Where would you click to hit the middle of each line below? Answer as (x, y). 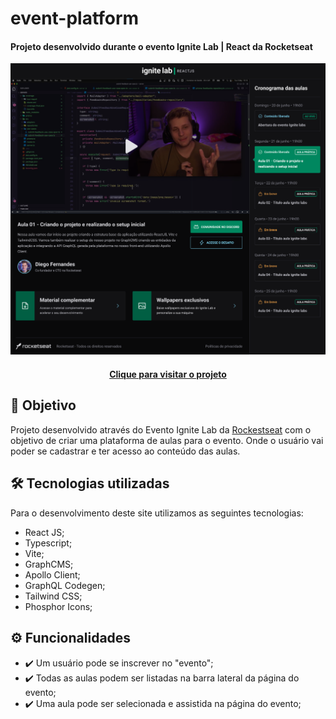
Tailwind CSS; (53, 596)
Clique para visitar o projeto (168, 374)
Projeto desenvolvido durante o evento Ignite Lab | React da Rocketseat (161, 46)
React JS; (44, 532)
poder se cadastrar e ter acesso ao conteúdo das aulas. (125, 451)
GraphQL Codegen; (65, 585)
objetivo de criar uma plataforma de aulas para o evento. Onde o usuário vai (167, 440)
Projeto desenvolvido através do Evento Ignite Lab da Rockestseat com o (161, 429)
